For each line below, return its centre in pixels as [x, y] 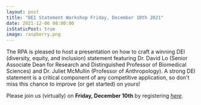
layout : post [23, 12]
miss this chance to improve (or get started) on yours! [73, 84]
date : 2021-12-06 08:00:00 [40, 23]
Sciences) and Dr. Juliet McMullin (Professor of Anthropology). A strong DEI [101, 71]
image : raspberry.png [34, 35]
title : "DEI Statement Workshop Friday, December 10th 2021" [85, 18]
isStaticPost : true [31, 29]
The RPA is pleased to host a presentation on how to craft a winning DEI [96, 52]
